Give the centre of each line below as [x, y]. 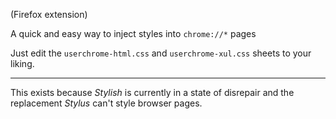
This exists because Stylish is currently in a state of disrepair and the [152, 92]
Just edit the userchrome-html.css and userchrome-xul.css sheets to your [161, 53]
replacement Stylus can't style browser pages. [106, 103]
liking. [22, 63]
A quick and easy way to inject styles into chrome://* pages [133, 33]
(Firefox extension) [49, 14]
